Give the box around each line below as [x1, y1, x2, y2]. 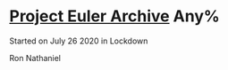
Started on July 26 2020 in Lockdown [9, 35, 148, 46]
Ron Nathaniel [9, 52, 61, 63]
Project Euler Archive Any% [9, 6, 221, 27]
